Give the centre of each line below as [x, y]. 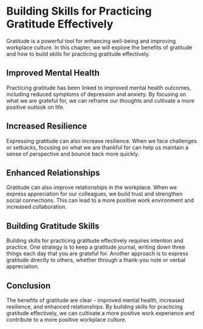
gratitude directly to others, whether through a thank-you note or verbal [96, 260]
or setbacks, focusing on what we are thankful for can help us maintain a [98, 147]
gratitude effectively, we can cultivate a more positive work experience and [100, 313]
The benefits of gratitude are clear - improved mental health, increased [95, 300]
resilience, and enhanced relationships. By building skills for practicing [95, 306]
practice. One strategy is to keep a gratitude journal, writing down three [96, 247]
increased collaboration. [36, 207]
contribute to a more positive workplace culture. [66, 320]
